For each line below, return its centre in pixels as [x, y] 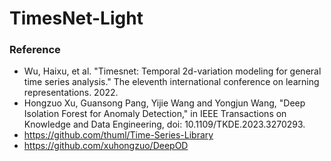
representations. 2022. [71, 93]
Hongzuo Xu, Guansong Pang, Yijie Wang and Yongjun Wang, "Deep [164, 103]
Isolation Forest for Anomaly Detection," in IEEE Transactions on [155, 114]
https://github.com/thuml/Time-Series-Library [118, 135]
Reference [35, 50]
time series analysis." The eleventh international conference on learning [171, 82]
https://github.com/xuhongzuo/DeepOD [106, 146]
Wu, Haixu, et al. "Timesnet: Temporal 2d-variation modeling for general [172, 71]
